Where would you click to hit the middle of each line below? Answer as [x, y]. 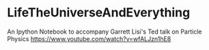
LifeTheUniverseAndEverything [99, 13]
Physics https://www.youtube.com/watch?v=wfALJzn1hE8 [89, 38]
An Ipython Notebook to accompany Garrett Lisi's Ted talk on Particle [104, 32]
